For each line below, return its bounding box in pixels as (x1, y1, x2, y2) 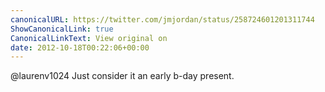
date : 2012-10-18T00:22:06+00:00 (10, 42, 150, 53)
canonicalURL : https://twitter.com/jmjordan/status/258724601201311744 (10, 14, 315, 25)
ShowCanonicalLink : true (10, 24, 114, 34)
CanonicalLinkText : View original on (10, 33, 168, 43)
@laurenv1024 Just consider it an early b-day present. (10, 70, 235, 82)
